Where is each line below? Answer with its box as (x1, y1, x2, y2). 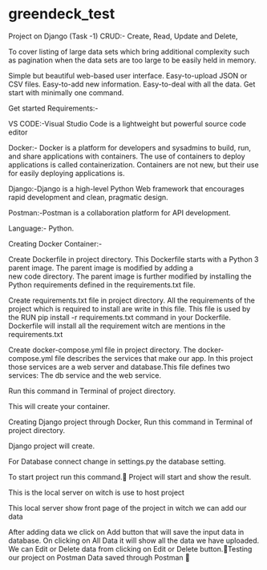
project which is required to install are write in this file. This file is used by (8, 303, 251, 313)
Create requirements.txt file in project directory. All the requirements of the (8, 295, 255, 305)
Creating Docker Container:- (8, 239, 103, 248)
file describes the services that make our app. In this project (55, 353, 253, 363)
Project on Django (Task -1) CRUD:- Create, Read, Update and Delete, (8, 31, 238, 41)
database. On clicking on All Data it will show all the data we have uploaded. (8, 536, 259, 545)
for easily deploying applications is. (8, 168, 126, 178)
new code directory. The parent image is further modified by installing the (8, 271, 252, 281)
